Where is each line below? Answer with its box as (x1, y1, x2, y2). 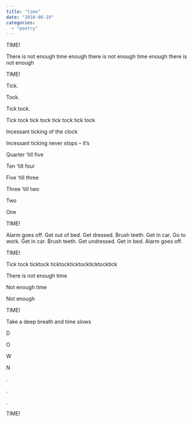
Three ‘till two (6, 186, 40, 193)
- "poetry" (11, 25, 38, 31)
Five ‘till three (6, 174, 39, 181)
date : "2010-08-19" (6, 14, 54, 20)
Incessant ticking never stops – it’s (6, 140, 90, 147)
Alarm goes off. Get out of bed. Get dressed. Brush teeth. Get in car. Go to (6, 232, 186, 239)
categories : (6, 20, 35, 25)
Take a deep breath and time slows (6, 318, 91, 325)
